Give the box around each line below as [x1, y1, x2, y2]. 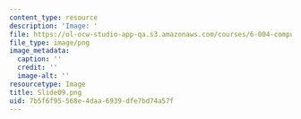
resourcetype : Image [9, 80, 87, 89]
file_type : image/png [9, 38, 90, 47]
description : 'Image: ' [9, 21, 99, 30]
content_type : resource [9, 13, 99, 22]
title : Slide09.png [9, 88, 82, 97]
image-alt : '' [17, 72, 70, 81]
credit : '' [17, 64, 58, 72]
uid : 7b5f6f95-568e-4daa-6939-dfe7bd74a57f [9, 96, 175, 106]
